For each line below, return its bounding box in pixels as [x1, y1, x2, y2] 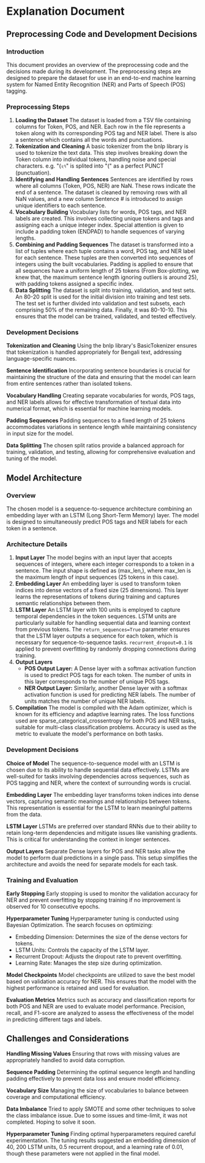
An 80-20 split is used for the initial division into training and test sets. [15, 293, 192, 300]
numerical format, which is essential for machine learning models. [6, 405, 173, 412]
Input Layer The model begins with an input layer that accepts [15, 554, 173, 562]
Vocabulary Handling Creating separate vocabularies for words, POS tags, [6, 392, 196, 399]
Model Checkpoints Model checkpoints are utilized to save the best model [6, 971, 195, 979]
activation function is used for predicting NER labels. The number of [24, 691, 196, 699]
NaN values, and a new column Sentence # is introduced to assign [15, 195, 183, 203]
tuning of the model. [6, 455, 58, 462]
